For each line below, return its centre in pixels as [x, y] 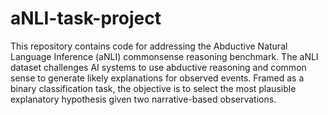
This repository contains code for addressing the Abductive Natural [149, 46]
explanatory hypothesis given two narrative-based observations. [143, 99]
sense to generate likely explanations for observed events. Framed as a [157, 78]
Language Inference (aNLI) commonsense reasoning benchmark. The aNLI [164, 56]
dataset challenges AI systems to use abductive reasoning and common [158, 67]
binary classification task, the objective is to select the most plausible [153, 88]
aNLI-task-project [86, 18]
